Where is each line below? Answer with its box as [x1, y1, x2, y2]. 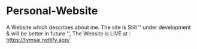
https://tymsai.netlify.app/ [6, 36, 70, 43]
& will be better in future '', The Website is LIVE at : [6, 30, 131, 37]
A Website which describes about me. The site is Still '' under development [6, 24, 191, 31]
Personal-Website [6, 4, 98, 18]
